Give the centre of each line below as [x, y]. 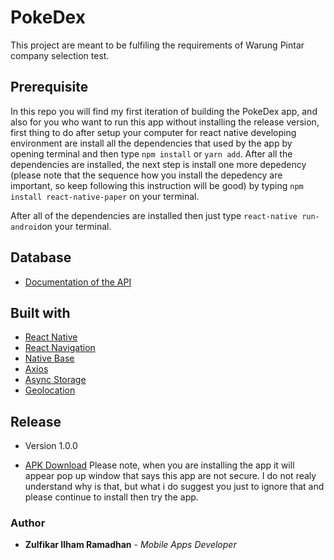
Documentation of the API [78, 282]
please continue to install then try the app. [111, 497]
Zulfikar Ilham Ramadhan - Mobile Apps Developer [130, 545]
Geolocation [50, 390]
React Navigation [60, 348]
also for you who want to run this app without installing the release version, [165, 122]
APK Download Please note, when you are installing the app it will [159, 465]
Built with [40, 312]
